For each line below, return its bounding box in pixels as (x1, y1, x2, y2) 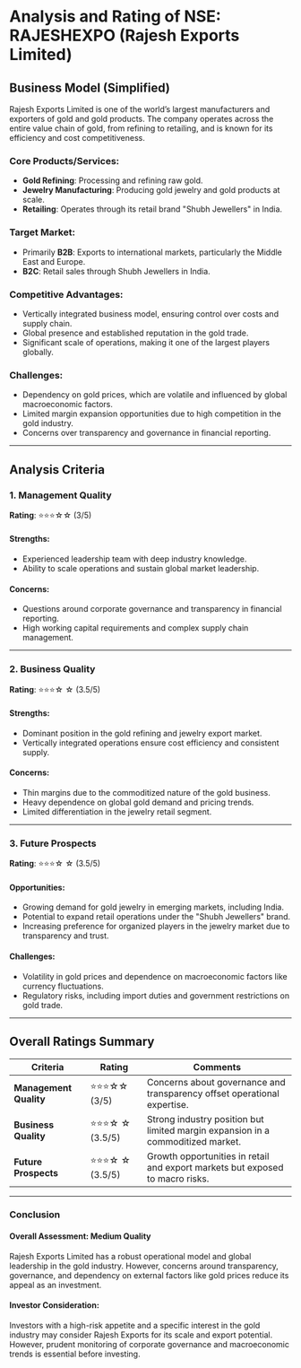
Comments (193, 1060, 242, 1073)
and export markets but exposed (146, 1161, 284, 1173)
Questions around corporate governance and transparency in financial (21, 604, 282, 614)
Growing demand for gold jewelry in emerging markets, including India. (21, 902, 285, 912)
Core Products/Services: (9, 154, 120, 167)
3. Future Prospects (9, 837, 97, 850)
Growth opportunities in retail (146, 1150, 270, 1163)
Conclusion (9, 1208, 61, 1221)
